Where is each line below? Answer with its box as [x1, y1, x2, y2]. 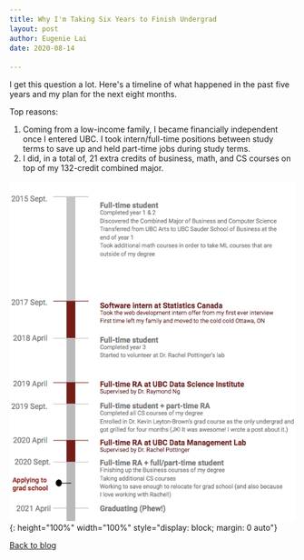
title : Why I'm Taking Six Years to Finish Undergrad [9, 15, 218, 24]
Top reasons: [9, 106, 59, 117]
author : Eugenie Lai [9, 34, 88, 43]
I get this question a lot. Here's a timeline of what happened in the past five [9, 79, 290, 90]
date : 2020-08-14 [9, 44, 75, 53]
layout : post [9, 24, 59, 34]
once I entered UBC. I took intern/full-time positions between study [22, 134, 274, 145]
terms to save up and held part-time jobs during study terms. [22, 144, 251, 155]
